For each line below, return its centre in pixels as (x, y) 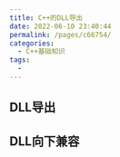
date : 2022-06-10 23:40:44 (60, 26)
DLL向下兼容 (45, 141)
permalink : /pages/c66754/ (60, 34)
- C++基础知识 (41, 52)
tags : (20, 60)
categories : (32, 43)
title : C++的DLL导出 (46, 18)
